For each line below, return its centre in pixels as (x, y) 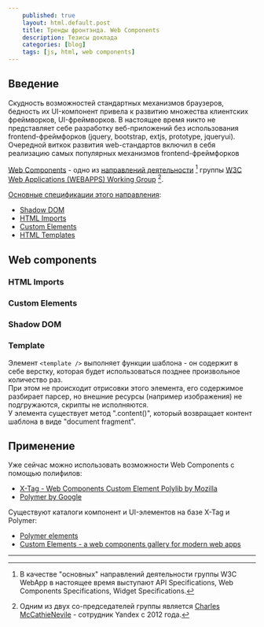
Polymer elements (49, 536)
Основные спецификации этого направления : (85, 195)
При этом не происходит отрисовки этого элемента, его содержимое (126, 388)
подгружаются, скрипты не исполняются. (79, 404)
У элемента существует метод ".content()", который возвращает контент (130, 413)
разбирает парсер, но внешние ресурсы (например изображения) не (125, 396)
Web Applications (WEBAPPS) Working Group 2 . (86, 179)
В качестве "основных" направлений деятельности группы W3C (128, 574)
